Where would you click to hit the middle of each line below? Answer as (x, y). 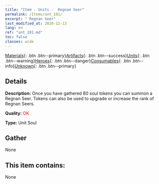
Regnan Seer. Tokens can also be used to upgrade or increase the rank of (79, 98)
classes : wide (20, 42)
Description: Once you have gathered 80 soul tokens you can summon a (79, 93)
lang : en (14, 28)
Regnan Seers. (20, 104)
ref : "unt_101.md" (24, 32)
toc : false (16, 37)
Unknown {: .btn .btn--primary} (45, 66)
